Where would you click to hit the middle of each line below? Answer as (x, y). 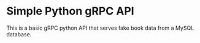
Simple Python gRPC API (70, 11)
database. (19, 34)
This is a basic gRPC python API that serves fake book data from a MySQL (100, 28)
